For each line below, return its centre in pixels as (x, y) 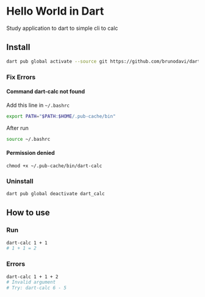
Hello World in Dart (55, 11)
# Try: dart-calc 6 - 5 (37, 288)
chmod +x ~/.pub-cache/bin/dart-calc (54, 166)
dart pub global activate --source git (57, 61)
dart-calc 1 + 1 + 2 (33, 277)
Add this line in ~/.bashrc (38, 105)
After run (17, 128)
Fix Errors (21, 77)
